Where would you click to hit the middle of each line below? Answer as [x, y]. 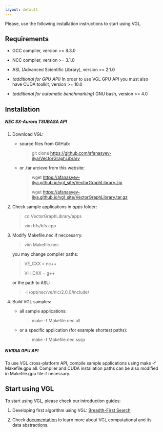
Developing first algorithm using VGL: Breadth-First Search [71, 410]
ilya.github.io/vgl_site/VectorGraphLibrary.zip [77, 182]
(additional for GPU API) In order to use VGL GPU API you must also [80, 79]
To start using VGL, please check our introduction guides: [63, 401]
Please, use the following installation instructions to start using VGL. [73, 24]
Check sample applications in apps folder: [54, 207]
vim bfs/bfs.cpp [40, 225]
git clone [41, 153]
